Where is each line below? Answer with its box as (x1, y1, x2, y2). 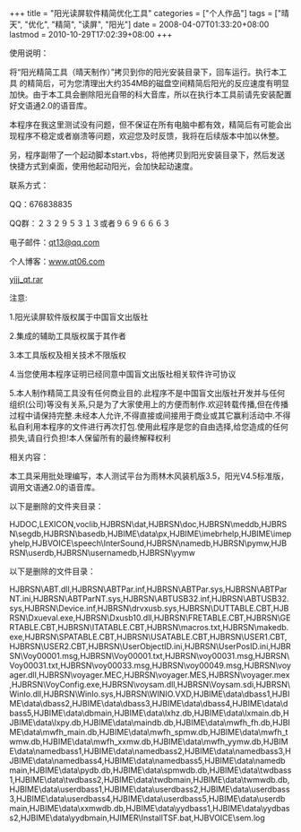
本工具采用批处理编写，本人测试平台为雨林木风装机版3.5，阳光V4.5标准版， (9, 471, 289, 481)
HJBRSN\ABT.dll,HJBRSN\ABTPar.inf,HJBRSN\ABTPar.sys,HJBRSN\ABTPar (9, 584, 288, 594)
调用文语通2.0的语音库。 (9, 482, 100, 492)
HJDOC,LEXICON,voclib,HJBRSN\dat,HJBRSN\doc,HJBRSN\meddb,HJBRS (9, 519, 288, 529)
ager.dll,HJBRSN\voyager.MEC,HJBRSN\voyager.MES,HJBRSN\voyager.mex (9, 670, 290, 680)
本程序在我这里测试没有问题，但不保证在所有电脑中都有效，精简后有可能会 (9, 119, 284, 130)
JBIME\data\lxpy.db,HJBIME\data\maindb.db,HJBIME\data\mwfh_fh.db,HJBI (9, 717, 291, 728)
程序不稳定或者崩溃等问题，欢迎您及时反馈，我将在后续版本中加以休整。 (16, 131, 284, 141)
